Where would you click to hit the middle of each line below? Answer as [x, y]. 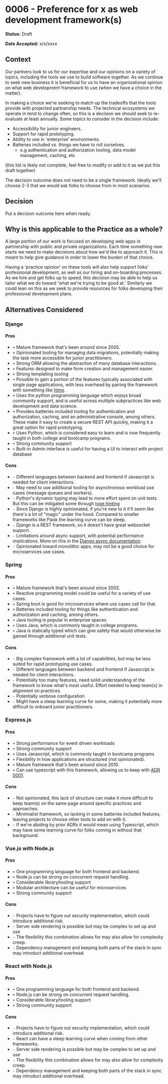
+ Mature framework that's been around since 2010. [66, 764]
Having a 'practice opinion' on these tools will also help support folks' [77, 267]
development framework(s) [63, 20]
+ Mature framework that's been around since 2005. [66, 347]
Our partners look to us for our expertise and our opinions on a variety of [80, 71]
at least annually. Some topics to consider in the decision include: [92, 119]
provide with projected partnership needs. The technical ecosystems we [80, 108]
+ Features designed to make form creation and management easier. [83, 368]
